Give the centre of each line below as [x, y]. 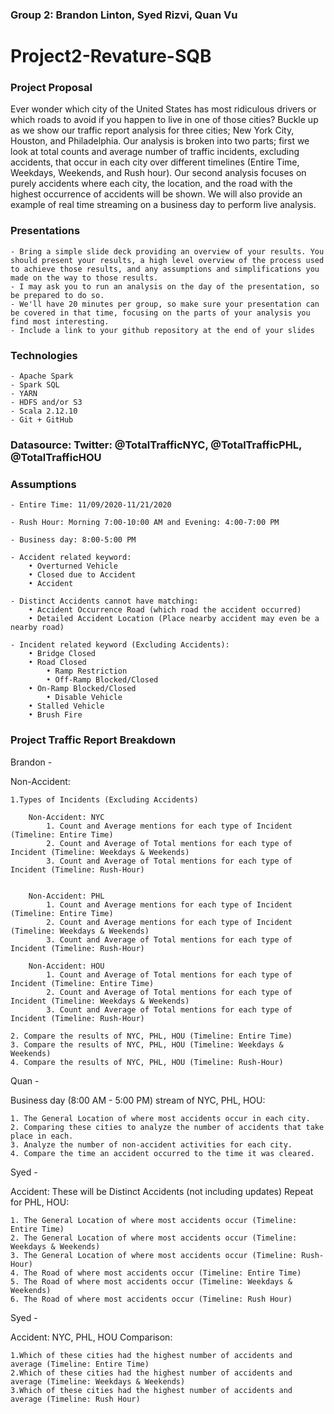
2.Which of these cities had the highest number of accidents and [151, 1373]
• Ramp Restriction [87, 671]
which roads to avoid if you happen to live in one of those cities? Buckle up [164, 120]
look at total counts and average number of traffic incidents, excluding [155, 152]
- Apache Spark [42, 376]
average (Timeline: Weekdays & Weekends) [98, 1381]
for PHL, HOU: [40, 1202]
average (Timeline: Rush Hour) [75, 1399]
